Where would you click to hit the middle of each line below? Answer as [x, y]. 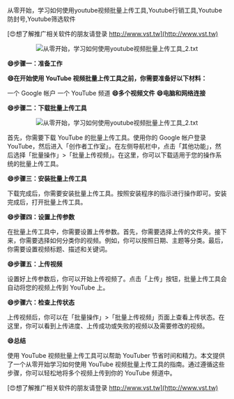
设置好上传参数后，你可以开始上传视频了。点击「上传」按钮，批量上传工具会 [117, 279]
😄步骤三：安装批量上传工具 [47, 179]
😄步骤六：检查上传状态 [41, 302]
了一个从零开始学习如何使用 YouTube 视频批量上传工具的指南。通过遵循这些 [116, 364]
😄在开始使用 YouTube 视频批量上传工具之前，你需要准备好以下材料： [107, 78]
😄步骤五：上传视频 [35, 264]
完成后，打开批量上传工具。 [47, 202]
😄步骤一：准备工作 [35, 63]
